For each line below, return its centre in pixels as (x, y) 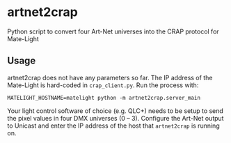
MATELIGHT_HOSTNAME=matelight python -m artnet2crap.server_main (104, 98)
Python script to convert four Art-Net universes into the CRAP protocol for (113, 31)
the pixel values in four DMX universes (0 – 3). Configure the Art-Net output (115, 118)
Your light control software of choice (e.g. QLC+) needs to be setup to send (115, 111)
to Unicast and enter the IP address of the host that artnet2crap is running (114, 126)
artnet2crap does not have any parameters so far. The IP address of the (110, 77)
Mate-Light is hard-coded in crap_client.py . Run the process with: (103, 85)
